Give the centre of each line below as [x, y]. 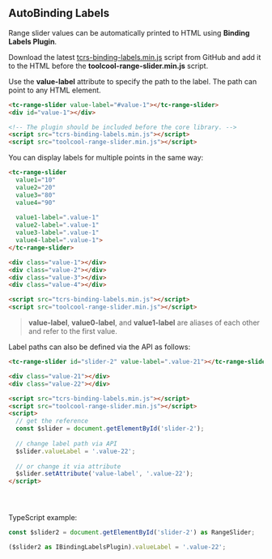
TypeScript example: [43, 518]
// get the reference [52, 421]
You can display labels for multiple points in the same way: [106, 158]
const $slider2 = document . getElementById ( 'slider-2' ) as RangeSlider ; [132, 533]
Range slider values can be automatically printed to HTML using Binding [129, 32]
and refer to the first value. [72, 331]
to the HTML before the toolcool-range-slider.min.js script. [108, 66]
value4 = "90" [36, 203]
